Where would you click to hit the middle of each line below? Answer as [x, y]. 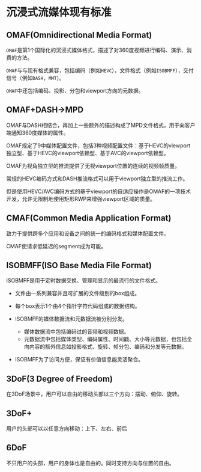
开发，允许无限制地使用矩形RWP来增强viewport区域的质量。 [81, 198]
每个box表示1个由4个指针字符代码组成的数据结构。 [77, 306]
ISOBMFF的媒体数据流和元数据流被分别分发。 [71, 319]
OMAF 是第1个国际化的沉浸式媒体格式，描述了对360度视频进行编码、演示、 [97, 50]
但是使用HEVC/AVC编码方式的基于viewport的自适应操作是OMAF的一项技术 [98, 191]
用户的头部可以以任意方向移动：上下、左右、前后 [67, 429]
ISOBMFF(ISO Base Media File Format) [79, 265]
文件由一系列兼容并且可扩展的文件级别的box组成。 [77, 293]
